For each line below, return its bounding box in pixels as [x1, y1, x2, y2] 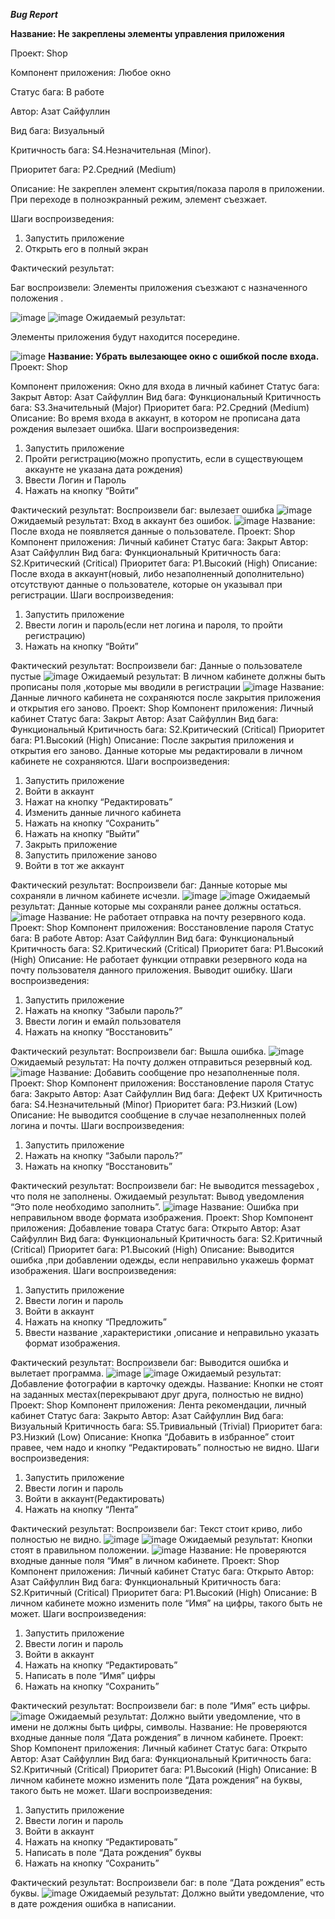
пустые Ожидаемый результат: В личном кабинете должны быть [10, 670, 326, 682]
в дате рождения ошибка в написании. [10, 1898, 177, 1909]
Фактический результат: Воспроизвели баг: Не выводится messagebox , [10, 1180, 320, 1191]
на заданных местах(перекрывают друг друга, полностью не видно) [10, 1389, 305, 1400]
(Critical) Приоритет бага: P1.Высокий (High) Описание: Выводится [10, 1244, 295, 1255]
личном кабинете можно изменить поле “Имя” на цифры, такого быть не [10, 1597, 323, 1609]
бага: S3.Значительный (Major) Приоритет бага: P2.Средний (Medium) [10, 402, 310, 413]
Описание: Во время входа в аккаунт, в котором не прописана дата [10, 412, 301, 424]
